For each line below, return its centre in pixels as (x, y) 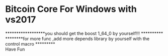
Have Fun (15, 49)
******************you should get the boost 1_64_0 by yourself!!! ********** (84, 33)
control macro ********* (30, 44)
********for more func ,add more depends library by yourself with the (77, 39)
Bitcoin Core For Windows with (71, 9)
